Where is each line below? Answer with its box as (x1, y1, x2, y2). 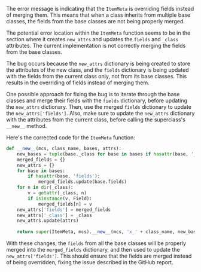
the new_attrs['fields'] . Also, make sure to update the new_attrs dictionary (6, 110, 195, 117)
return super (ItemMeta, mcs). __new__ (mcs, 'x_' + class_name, (17, 229, 175, 235)
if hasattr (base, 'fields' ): (28, 173, 100, 179)
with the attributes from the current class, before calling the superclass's (6, 116, 185, 123)
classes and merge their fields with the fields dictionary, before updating (6, 97, 187, 104)
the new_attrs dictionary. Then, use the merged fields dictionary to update (6, 103, 191, 110)
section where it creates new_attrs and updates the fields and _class (6, 36, 178, 42)
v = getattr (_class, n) (28, 190, 87, 196)
